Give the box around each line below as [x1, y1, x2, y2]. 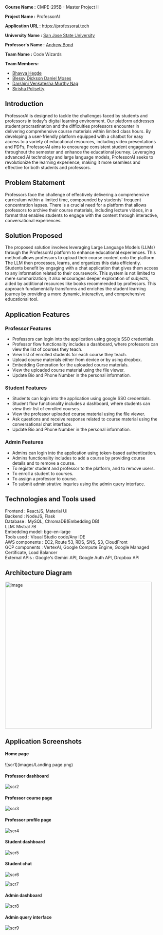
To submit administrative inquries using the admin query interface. [12, 481, 145, 487]
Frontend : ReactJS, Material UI [5, 508, 68, 514]
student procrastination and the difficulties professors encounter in [5, 123, 140, 129]
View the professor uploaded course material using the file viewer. [12, 411, 145, 417]
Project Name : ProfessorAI [5, 14, 60, 19]
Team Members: [5, 61, 39, 66]
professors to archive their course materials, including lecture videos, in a [5, 207, 152, 213]
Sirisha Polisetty [12, 86, 45, 92]
